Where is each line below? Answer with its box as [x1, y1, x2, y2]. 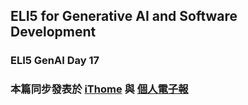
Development [10, 24, 97, 41]
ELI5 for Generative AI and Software [10, 8, 238, 25]
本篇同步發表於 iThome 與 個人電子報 [10, 82, 189, 96]
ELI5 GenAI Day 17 [10, 54, 100, 68]
